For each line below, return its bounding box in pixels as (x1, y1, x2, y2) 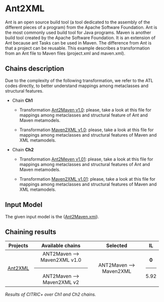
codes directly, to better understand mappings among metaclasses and (5, 83, 149, 89)
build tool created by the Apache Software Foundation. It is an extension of (5, 35, 156, 41)
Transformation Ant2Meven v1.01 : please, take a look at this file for (19, 156, 153, 162)
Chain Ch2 (12, 146, 34, 152)
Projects (8, 242, 28, 249)
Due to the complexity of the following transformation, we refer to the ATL (5, 77, 154, 83)
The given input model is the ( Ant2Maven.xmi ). (5, 213, 99, 219)
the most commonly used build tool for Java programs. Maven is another (5, 29, 151, 35)
